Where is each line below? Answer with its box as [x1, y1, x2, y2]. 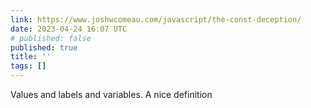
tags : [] [10, 61, 47, 71]
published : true [10, 42, 78, 53]
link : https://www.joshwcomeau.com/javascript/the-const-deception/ [10, 14, 302, 25]
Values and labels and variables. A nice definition [10, 89, 213, 100]
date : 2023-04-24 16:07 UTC [10, 24, 128, 34]
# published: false [10, 33, 92, 43]
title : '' [10, 52, 52, 62]
